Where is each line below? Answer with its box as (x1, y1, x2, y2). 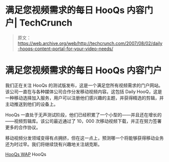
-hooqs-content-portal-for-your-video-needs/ (17, 46, 113, 52)
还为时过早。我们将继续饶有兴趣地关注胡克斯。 (5, 141, 102, 147)
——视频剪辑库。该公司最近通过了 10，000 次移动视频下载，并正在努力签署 (5, 118, 162, 124)
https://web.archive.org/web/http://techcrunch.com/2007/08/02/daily (17, 40, 162, 46)
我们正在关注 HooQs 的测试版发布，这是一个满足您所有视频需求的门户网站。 (5, 82, 163, 88)
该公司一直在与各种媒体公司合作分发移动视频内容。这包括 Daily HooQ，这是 (5, 88, 162, 94)
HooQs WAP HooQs (5, 151, 47, 157)
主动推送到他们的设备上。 (5, 101, 58, 107)
